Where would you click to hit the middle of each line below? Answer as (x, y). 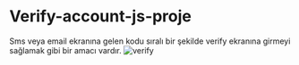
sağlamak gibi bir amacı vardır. (66, 50)
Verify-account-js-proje (101, 16)
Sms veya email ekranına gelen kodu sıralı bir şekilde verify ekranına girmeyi (150, 41)
